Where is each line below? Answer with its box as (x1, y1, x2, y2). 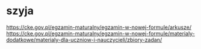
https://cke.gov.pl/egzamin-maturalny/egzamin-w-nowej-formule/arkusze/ (6, 24, 191, 31)
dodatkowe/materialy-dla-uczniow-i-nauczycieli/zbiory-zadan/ (6, 36, 162, 43)
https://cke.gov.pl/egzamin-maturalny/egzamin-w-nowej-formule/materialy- (6, 30, 196, 37)
